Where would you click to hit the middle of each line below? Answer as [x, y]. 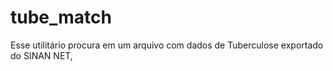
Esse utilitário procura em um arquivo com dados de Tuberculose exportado [167, 45]
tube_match [61, 17]
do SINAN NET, [41, 55]
